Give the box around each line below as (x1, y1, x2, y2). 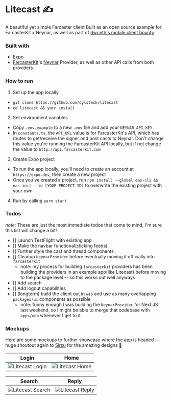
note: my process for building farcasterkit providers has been (20, 263, 153, 270)
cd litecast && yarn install (12, 105, 75, 110)
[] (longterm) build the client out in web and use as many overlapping (12, 291, 156, 297)
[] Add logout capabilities (12, 285, 66, 291)
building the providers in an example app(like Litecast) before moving (20, 269, 166, 275)
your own (12, 187, 33, 194)
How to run (5, 77, 33, 84)
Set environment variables (12, 114, 68, 120)
